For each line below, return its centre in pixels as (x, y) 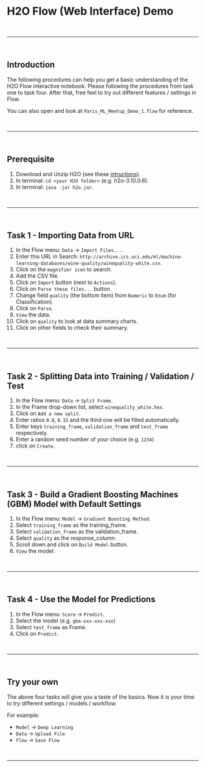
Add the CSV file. (37, 276)
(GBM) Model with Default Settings (74, 504)
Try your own (33, 682)
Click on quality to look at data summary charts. (77, 321)
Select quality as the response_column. (66, 538)
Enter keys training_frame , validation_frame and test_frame (92, 426)
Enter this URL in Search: (47, 257)
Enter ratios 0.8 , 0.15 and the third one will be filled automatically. (98, 420)
